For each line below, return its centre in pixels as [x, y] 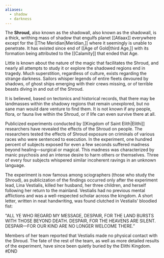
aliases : [14, 10]
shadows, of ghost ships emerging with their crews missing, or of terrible [79, 84]
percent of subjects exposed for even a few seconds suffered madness [77, 145]
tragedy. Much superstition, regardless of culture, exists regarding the [76, 74]
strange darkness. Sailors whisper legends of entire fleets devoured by [77, 78]
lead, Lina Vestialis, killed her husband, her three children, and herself [76, 185]
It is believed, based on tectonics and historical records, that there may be [80, 99]
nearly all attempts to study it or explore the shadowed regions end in [75, 68]
